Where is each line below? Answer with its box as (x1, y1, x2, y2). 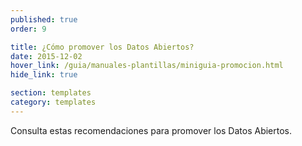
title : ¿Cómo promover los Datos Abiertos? (10, 42, 195, 52)
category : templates (10, 97, 97, 107)
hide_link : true (10, 70, 78, 80)
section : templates (10, 88, 92, 98)
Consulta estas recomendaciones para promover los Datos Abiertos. (10, 124, 293, 136)
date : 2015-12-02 (10, 51, 83, 61)
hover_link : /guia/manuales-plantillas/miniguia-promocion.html (10, 61, 284, 71)
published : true (10, 14, 78, 25)
